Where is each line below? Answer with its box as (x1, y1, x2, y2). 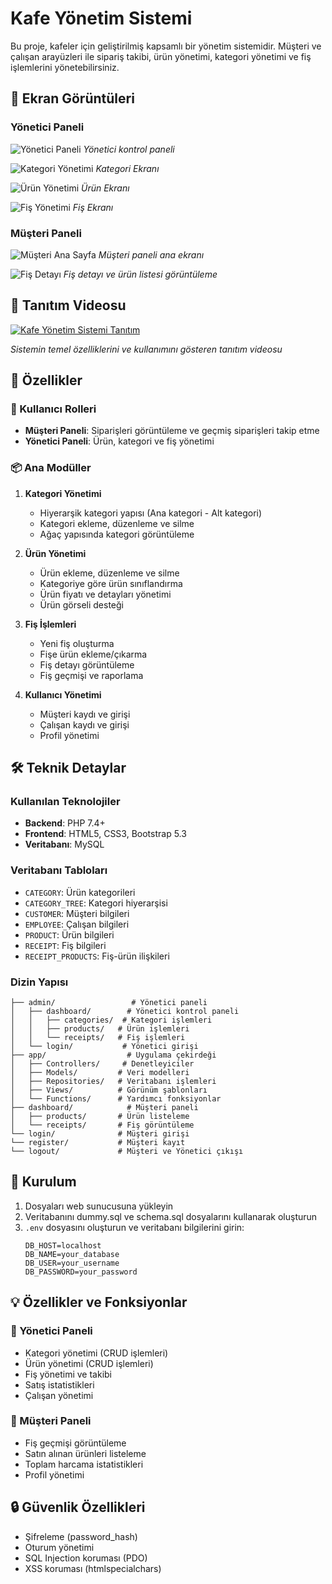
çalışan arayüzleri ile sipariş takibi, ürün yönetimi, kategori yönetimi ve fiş (10, 50, 312, 62)
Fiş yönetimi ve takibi (24, 1368, 113, 1380)
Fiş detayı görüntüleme (39, 658, 135, 671)
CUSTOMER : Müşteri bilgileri (24, 907, 130, 919)
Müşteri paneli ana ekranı (98, 248, 205, 261)
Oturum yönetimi (24, 1541, 95, 1553)
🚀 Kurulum (10, 1173, 77, 1191)
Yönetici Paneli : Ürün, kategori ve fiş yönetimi (24, 435, 215, 447)
